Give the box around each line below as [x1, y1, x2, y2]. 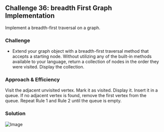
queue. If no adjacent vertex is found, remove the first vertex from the [5, 93, 147, 99]
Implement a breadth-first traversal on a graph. [5, 25, 100, 31]
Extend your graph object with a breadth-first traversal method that [12, 48, 149, 54]
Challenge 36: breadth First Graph [5, 4, 112, 12]
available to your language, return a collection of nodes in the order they [12, 59, 159, 65]
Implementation [5, 12, 55, 20]
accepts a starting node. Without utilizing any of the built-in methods [12, 54, 152, 60]
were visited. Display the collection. [12, 64, 85, 70]
